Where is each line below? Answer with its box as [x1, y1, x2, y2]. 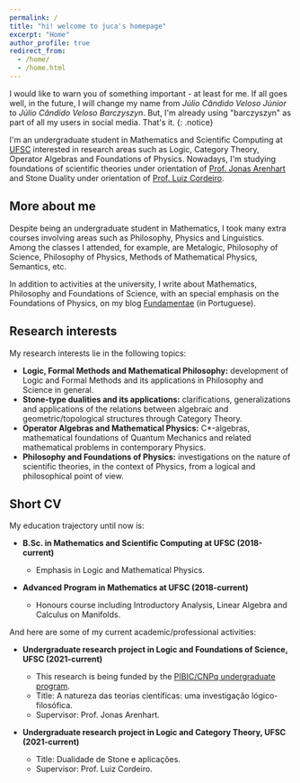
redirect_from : [9, 47, 66, 56]
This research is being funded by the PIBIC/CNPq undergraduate [35, 671, 276, 682]
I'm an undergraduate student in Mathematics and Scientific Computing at [9, 134, 283, 145]
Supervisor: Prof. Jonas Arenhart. [35, 709, 160, 721]
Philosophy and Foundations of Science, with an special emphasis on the [9, 287, 280, 298]
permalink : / [9, 13, 58, 23]
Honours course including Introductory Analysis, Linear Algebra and [35, 600, 287, 611]
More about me [9, 199, 96, 214]
